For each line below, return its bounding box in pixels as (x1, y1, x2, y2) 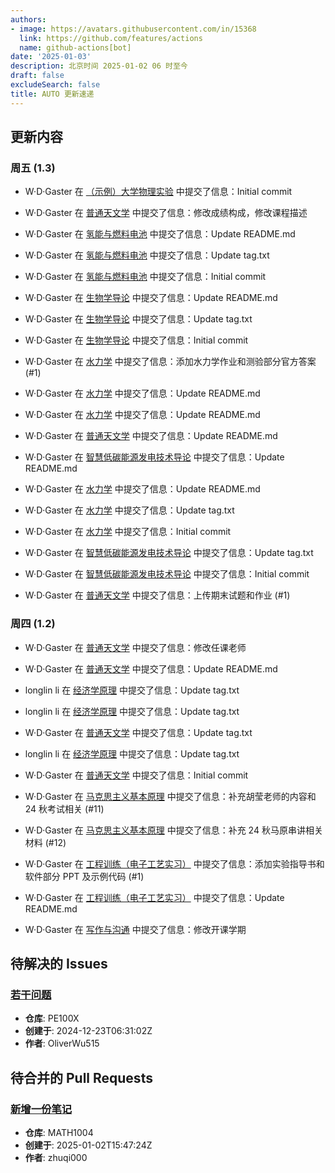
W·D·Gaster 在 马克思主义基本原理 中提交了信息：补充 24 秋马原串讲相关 (24, 824, 323, 836)
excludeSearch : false (10, 80, 101, 90)
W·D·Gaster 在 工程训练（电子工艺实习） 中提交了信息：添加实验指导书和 (24, 857, 325, 870)
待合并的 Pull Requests (10, 1069, 153, 1086)
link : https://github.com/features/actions (19, 33, 203, 43)
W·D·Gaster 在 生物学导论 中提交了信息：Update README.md (24, 292, 278, 304)
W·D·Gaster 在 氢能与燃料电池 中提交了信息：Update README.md (24, 228, 296, 240)
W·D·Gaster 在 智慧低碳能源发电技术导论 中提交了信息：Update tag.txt (24, 547, 314, 559)
